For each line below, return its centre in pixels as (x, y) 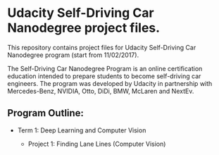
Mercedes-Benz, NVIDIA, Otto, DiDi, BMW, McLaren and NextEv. (101, 91)
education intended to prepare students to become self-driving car (104, 76)
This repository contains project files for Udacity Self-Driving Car (102, 47)
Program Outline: (46, 113)
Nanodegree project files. (84, 28)
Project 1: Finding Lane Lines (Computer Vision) (97, 144)
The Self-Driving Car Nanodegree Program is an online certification (105, 68)
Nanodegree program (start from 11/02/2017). (73, 55)
